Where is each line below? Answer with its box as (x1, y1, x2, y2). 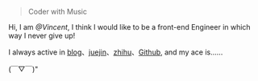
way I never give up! (8, 31, 76, 40)
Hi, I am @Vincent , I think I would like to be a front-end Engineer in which (8, 22, 252, 31)
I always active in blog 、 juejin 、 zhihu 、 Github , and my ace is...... (8, 47, 223, 57)
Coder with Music (27, 7, 87, 16)
